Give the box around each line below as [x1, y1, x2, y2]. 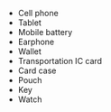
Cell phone [17, 8, 59, 18]
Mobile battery [17, 27, 73, 37]
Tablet [17, 17, 42, 28]
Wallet [17, 46, 42, 57]
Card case [17, 65, 57, 76]
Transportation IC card [17, 56, 102, 66]
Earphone [17, 36, 55, 47]
